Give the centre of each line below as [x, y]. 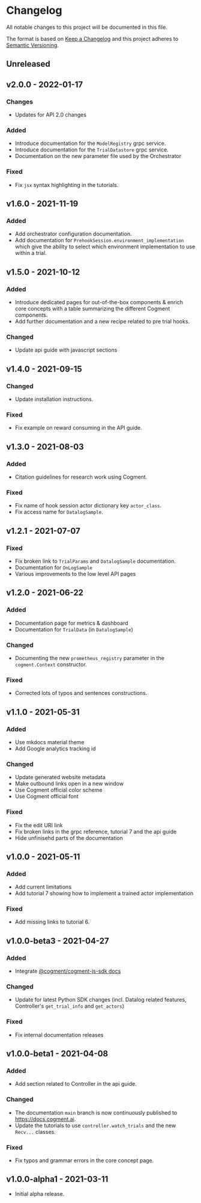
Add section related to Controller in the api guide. [76, 1084]
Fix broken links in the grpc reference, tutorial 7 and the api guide [96, 831]
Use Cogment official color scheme [58, 790]
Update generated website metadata [60, 777]
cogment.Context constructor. [51, 664]
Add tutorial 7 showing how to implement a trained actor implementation [104, 893]
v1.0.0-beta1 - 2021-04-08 [57, 1054]
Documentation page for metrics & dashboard [71, 623]
